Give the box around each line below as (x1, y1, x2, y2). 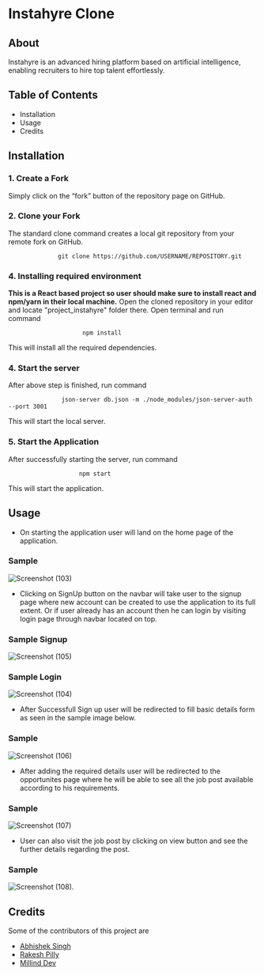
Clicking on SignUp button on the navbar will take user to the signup (19, 588, 242, 598)
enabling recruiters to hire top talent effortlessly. (8, 66, 165, 75)
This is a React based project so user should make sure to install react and (8, 289, 257, 298)
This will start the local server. (8, 417, 106, 426)
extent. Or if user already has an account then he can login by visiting (19, 606, 247, 615)
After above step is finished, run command (8, 380, 147, 390)
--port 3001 (8, 402, 47, 411)
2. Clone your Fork (8, 210, 81, 221)
